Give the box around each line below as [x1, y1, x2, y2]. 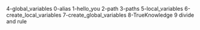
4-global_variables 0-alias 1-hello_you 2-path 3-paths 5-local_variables [6, 5, 184, 12]
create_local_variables [6, 11, 62, 19]
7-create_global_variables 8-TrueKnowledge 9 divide [62, 11, 195, 19]
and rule [6, 18, 27, 25]
